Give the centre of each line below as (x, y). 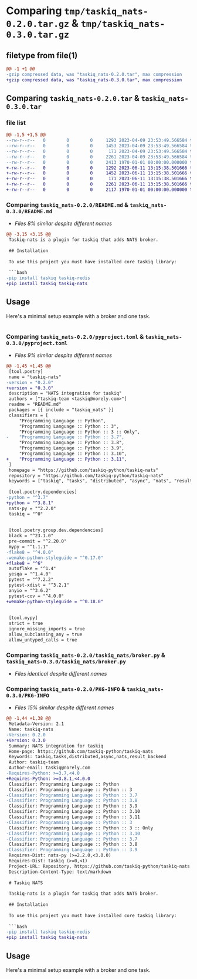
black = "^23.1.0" (31, 536)
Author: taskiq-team (34, 762)
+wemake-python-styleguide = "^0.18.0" (55, 601)
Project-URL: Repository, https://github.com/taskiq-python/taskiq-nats (99, 866)
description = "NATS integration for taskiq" (65, 393)
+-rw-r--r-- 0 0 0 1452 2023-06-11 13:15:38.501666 (97, 173)
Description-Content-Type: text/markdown (60, 872)
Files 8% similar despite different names (63, 224)
